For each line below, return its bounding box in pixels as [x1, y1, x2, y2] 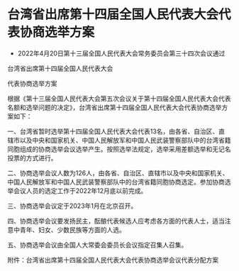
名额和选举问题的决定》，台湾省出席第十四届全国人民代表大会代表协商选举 [7, 103, 222, 111]
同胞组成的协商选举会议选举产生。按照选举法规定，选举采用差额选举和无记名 [7, 145, 231, 153]
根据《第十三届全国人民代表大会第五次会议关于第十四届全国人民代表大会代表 [7, 94, 231, 103]
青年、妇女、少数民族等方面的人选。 [19, 225, 126, 234]
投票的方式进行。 [7, 153, 57, 162]
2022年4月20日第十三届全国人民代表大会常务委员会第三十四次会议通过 [17, 49, 226, 57]
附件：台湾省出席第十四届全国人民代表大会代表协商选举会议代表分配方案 [7, 255, 218, 264]
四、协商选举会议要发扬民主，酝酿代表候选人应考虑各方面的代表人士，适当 [7, 216, 225, 225]
